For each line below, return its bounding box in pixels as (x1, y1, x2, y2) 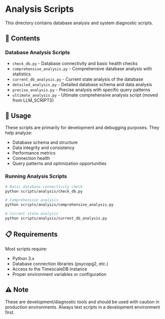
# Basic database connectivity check (5, 184, 83, 189)
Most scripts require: (5, 246, 48, 252)
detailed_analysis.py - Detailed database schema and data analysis (12, 81, 152, 87)
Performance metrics (12, 150, 56, 156)
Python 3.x (12, 255, 35, 261)
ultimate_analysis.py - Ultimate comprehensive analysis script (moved (12, 92, 158, 98)
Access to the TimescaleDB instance (12, 266, 87, 272)
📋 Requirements (5, 230, 58, 239)
